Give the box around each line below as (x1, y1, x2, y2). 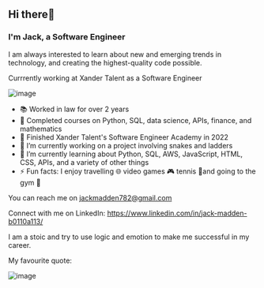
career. (8, 240, 32, 249)
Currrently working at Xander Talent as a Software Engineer (8, 73, 203, 83)
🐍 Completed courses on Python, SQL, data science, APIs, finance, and (19, 115, 252, 125)
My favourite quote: (8, 256, 73, 265)
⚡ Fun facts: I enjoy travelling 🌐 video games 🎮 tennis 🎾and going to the (19, 166, 256, 176)
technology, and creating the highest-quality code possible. (8, 58, 203, 67)
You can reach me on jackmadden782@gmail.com (8, 193, 172, 202)
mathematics (19, 124, 62, 133)
